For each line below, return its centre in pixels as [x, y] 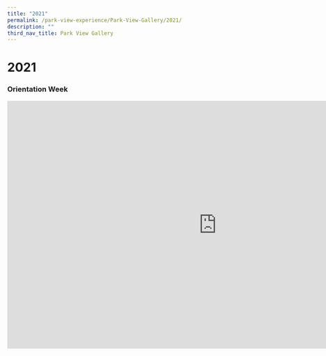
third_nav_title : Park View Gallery [60, 33]
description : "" [31, 26]
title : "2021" [28, 14]
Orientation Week [38, 89]
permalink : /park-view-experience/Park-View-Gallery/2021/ [95, 20]
